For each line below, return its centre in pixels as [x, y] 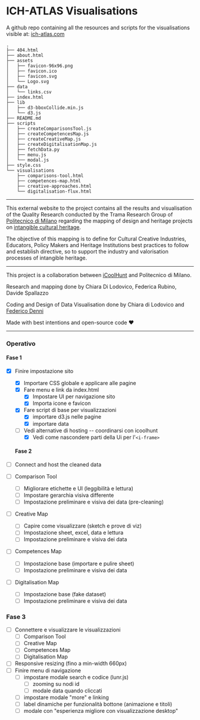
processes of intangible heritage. [47, 258]
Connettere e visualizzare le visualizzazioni [68, 630]
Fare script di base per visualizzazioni [70, 410]
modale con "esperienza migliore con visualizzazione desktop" [101, 710]
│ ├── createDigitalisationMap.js [51, 144]
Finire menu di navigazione [48, 670]
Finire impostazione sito [44, 371]
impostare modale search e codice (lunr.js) [76, 677]
